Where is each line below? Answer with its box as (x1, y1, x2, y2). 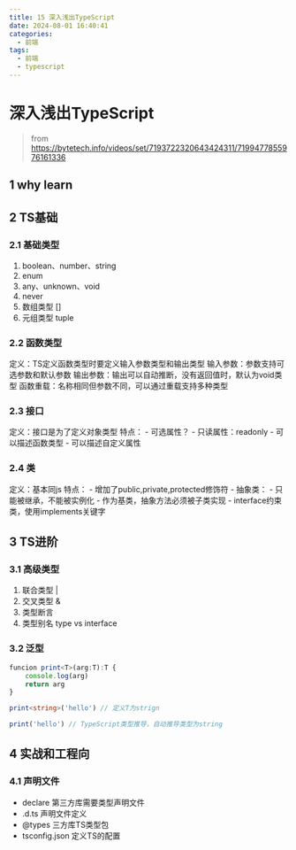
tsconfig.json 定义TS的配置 (21, 830, 121, 841)
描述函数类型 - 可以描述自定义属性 (16, 437, 141, 448)
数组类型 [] (21, 301, 62, 312)
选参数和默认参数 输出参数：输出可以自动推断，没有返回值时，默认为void (9, 369, 275, 381)
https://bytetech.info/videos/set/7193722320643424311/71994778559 (30, 143, 287, 153)
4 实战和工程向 (9, 746, 90, 761)
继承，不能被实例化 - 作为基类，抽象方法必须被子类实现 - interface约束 (24, 495, 283, 506)
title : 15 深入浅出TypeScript (9, 12, 115, 22)
